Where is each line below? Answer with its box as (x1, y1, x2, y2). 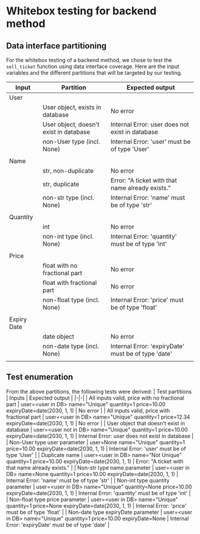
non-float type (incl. (42, 296, 99, 304)
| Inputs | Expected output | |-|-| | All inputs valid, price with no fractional (6, 394, 185, 401)
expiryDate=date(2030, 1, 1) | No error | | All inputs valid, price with (6, 407, 170, 414)
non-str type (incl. (42, 194, 94, 201)
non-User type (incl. (42, 137, 100, 146)
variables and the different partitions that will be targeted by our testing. (6, 69, 183, 76)
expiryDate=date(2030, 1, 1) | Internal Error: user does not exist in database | (6, 432, 194, 440)
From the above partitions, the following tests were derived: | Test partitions (6, 388, 192, 395)
